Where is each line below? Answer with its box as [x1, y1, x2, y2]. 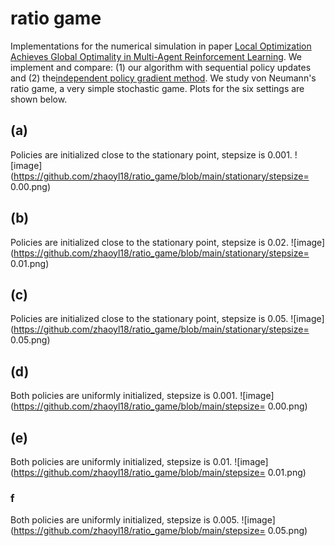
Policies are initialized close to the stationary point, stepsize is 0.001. [10, 148, 293, 161]
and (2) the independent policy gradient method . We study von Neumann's [10, 72, 317, 84]
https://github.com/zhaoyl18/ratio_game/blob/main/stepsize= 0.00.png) [13, 400, 308, 412]
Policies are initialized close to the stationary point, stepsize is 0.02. [10, 236, 289, 248]
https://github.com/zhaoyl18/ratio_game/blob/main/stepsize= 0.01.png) [13, 467, 307, 478]
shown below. [10, 93, 68, 105]
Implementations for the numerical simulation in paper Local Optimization [10, 40, 312, 52]
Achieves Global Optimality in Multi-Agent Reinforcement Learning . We [10, 50, 303, 62]
